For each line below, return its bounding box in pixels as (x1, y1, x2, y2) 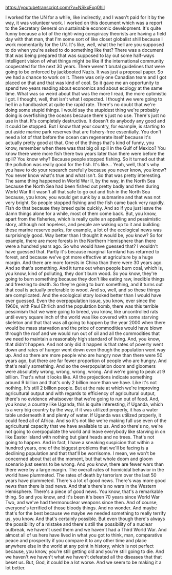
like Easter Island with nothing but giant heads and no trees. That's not (5, 434, 155, 440)
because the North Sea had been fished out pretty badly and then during (5, 183, 160, 189)
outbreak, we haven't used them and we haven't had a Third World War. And (5, 527, 167, 532)
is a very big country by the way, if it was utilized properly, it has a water (5, 407, 158, 412)
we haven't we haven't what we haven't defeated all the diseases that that (5, 554, 162, 560)
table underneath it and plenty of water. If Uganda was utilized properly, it (5, 412, 162, 418)
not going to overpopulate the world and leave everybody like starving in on (5, 428, 166, 434)
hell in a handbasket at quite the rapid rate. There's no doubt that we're (5, 102, 156, 107)
